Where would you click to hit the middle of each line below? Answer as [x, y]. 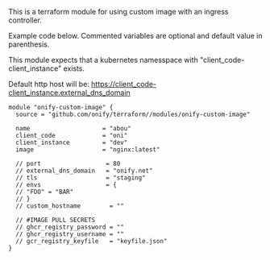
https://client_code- [124, 84]
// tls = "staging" [81, 178]
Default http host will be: [49, 84]
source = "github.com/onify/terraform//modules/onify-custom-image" [133, 114]
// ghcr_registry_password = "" [70, 227]
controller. [25, 20]
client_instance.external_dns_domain [69, 93]
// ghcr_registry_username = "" [70, 234]
